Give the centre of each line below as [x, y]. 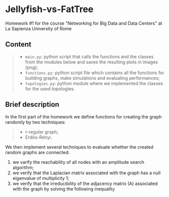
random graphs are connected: [37, 152]
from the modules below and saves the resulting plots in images [91, 62]
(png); [32, 67]
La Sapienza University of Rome [39, 28]
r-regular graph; [42, 132]
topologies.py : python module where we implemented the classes [94, 83]
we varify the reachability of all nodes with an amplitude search [78, 162]
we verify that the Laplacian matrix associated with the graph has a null [87, 173]
